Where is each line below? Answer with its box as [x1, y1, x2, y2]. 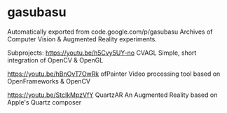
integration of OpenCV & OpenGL [7, 55, 104, 64]
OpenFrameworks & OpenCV [7, 77, 91, 85]
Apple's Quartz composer [7, 98, 82, 106]
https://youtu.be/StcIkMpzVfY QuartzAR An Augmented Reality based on [7, 91, 218, 99]
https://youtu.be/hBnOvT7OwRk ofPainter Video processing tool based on [7, 69, 221, 78]
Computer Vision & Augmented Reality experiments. [7, 34, 158, 43]
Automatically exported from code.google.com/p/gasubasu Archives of [7, 27, 213, 36]
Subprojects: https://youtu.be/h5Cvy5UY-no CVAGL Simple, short [7, 48, 197, 57]
